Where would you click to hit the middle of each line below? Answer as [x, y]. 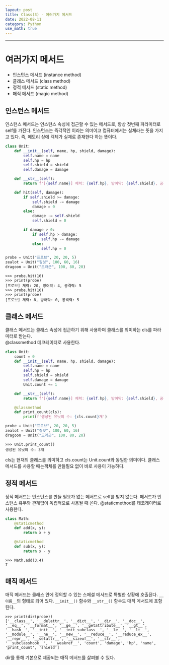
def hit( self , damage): [39, 192]
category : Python [23, 24]
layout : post [19, 10]
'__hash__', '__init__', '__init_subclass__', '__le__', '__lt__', [77, 630]
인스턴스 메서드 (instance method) [47, 75]
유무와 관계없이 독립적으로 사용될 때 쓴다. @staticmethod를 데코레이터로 [90, 503]
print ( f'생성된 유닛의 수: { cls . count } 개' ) [65, 417]
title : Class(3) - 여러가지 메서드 [39, 15]
